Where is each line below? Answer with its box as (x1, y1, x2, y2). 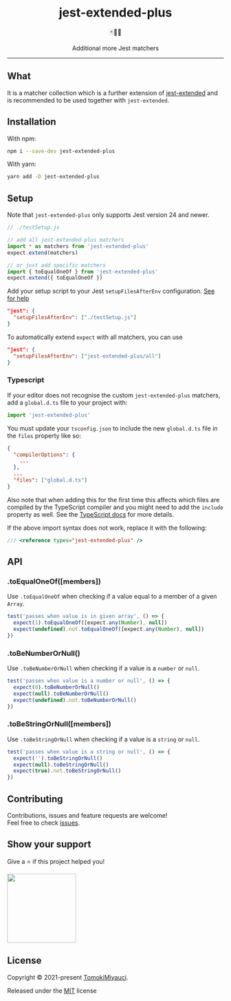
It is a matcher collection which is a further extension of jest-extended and (7, 88, 218, 97)
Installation (7, 116, 56, 128)
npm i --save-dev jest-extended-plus (7, 147, 115, 154)
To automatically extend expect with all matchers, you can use (7, 333, 184, 341)
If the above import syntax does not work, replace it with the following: (7, 524, 208, 532)
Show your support (7, 838, 91, 850)
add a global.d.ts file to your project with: (7, 398, 128, 406)
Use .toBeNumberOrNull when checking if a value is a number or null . (7, 664, 200, 672)
